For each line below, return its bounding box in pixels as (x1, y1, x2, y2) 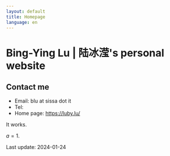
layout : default (6, 8, 45, 15)
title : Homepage (6, 14, 45, 20)
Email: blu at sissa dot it (14, 97, 72, 105)
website (6, 59, 45, 72)
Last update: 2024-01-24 (6, 144, 66, 151)
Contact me (6, 82, 49, 92)
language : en (6, 19, 38, 25)
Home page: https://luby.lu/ (14, 110, 80, 117)
